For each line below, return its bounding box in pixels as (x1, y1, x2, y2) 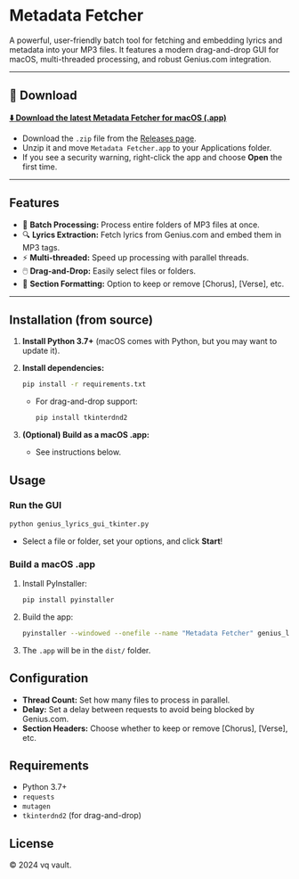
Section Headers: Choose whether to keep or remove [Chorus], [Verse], (21, 723, 288, 734)
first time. (21, 161, 58, 172)
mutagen (21, 802, 51, 811)
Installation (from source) (9, 312, 154, 327)
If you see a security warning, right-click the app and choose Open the (21, 152, 283, 162)
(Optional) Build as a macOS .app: (21, 430, 149, 440)
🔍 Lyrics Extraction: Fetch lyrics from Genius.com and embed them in (21, 229, 282, 240)
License (9, 835, 54, 851)
